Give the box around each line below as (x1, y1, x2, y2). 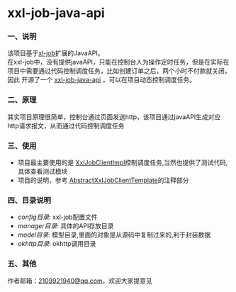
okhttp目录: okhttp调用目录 (17, 240, 96, 248)
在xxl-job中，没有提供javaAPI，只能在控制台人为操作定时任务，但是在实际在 (7, 58, 230, 67)
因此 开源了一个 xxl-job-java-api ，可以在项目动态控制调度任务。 (7, 76, 196, 84)
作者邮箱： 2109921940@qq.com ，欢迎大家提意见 (7, 276, 152, 285)
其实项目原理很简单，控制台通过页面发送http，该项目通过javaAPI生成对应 (7, 112, 221, 121)
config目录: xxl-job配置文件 (17, 213, 98, 221)
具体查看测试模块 (17, 167, 68, 176)
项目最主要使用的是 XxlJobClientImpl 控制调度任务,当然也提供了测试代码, (17, 158, 228, 167)
